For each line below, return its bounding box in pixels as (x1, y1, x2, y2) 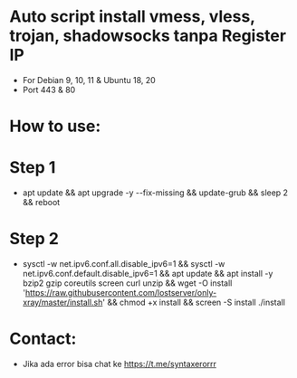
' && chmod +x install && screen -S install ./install (102, 297, 285, 307)
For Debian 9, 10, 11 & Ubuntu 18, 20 (22, 74, 156, 85)
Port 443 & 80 (22, 84, 76, 95)
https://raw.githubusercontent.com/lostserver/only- (25, 288, 217, 298)
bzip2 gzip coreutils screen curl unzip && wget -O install (22, 278, 233, 288)
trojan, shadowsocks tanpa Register (9, 25, 287, 46)
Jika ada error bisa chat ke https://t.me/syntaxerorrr (22, 358, 217, 369)
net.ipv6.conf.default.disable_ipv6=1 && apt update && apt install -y (22, 269, 273, 279)
